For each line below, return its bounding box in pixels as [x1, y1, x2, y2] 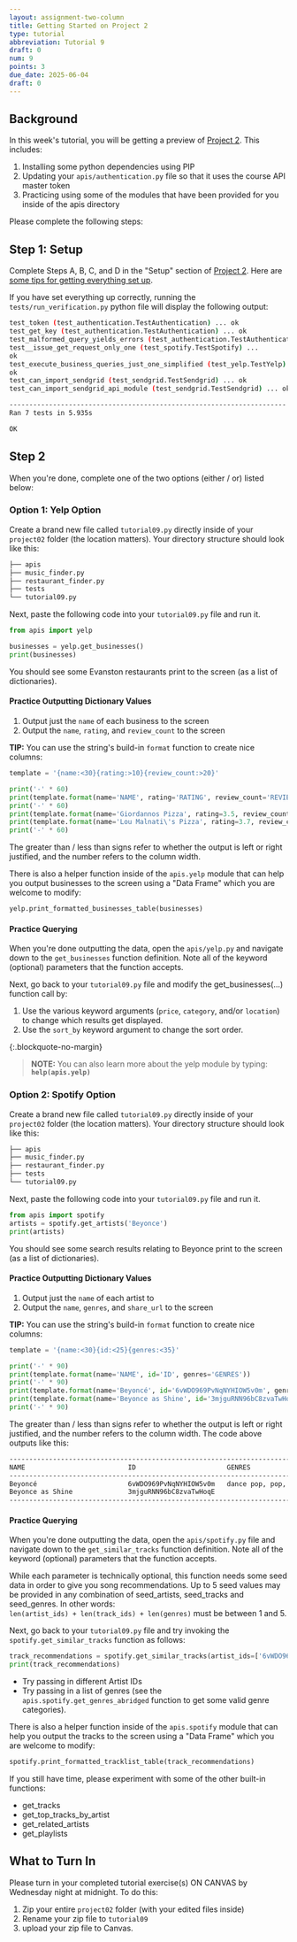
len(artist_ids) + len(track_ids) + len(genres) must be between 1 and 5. [9, 1608, 287, 1619]
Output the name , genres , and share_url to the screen [21, 1302, 214, 1313]
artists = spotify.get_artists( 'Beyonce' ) [9, 1219, 168, 1228]
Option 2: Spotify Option [9, 1089, 117, 1101]
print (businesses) [9, 650, 77, 659]
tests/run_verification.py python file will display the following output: [9, 302, 269, 312]
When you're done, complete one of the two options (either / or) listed [9, 473, 265, 483]
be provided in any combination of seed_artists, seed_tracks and [9, 1590, 245, 1600]
